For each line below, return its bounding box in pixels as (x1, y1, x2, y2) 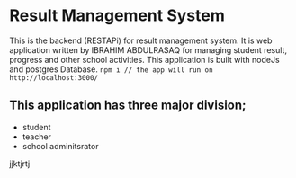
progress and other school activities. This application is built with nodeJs (9, 54, 281, 65)
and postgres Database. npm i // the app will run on (9, 64, 213, 75)
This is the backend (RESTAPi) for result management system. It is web (9, 35, 273, 46)
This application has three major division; (9, 98, 247, 113)
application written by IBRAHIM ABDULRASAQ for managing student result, (9, 44, 288, 55)
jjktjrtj (9, 158, 31, 169)
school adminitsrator (22, 140, 99, 151)
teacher (22, 131, 52, 142)
